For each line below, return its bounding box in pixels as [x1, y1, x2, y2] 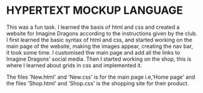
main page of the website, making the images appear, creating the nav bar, [6, 43, 193, 50]
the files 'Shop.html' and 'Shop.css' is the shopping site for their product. [6, 79, 189, 87]
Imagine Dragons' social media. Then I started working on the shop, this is [6, 55, 192, 62]
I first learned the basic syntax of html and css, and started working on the [6, 36, 193, 43]
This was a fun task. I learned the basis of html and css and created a [6, 23, 180, 31]
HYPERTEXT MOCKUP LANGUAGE [6, 4, 184, 17]
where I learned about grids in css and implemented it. [6, 61, 142, 69]
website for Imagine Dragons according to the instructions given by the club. [6, 29, 198, 37]
